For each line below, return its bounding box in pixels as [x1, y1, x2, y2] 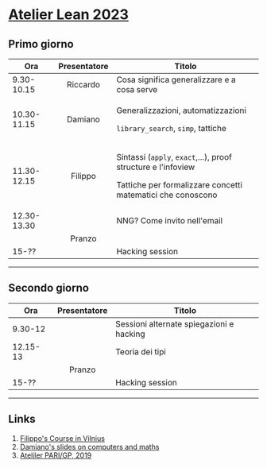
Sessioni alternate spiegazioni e [114, 318, 234, 329]
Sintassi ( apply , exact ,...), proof [116, 152, 232, 162]
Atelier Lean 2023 [8, 6, 130, 24]
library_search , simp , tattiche [116, 123, 226, 133]
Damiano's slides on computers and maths [19, 442, 160, 451]
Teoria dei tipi [114, 346, 167, 357]
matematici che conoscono [116, 189, 218, 200]
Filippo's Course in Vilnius [19, 433, 106, 443]
